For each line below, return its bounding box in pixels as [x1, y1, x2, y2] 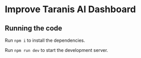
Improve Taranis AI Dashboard [5, 4, 136, 15]
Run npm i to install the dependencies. [5, 37, 85, 43]
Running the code [5, 24, 62, 33]
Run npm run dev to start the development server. [5, 47, 108, 53]
